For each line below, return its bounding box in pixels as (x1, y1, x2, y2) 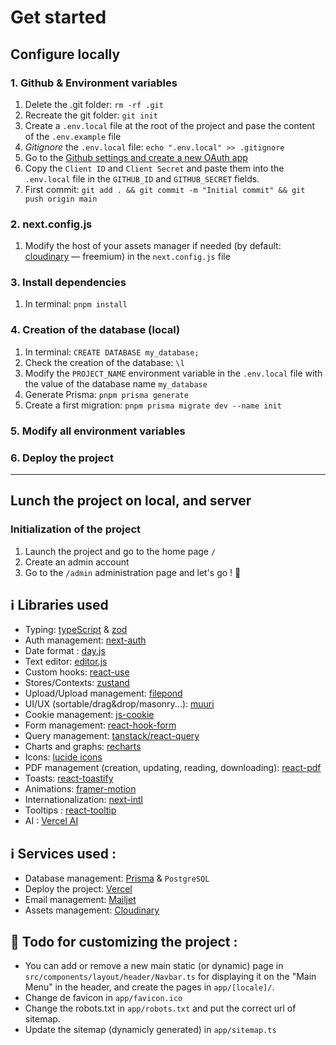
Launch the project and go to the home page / (24, 545, 217, 557)
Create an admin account (24, 556, 130, 568)
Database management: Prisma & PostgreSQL (24, 872, 210, 885)
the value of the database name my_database (24, 377, 208, 390)
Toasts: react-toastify (24, 772, 114, 785)
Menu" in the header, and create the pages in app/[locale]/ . (24, 981, 275, 993)
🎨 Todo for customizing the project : (10, 933, 238, 950)
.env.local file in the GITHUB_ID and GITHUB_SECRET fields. (24, 172, 260, 185)
